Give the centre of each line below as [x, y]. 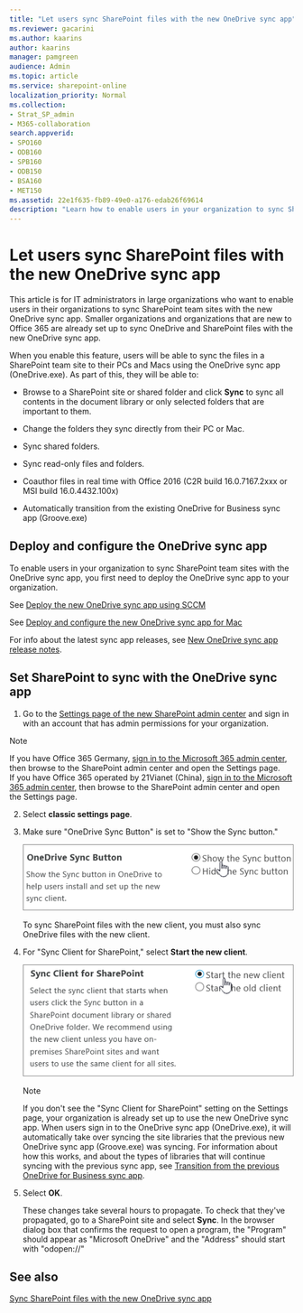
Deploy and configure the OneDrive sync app [138, 546]
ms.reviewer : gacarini [52, 28]
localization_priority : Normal [68, 95]
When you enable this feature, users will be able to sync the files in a [137, 356]
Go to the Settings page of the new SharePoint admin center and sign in [156, 713]
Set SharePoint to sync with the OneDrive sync [143, 678]
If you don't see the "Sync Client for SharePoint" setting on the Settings [155, 1108]
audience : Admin [40, 67]
